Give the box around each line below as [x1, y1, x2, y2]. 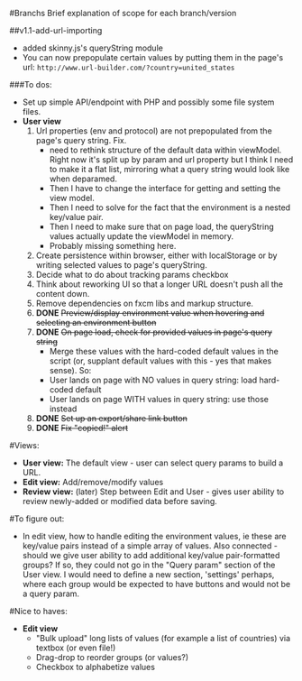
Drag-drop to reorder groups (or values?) [35, 652, 189, 662]
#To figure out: [9, 513, 65, 524]
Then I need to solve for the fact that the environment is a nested [49, 202, 291, 213]
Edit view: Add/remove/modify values [22, 477, 164, 487]
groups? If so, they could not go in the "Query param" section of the [22, 559, 276, 570]
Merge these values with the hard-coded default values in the [49, 346, 279, 356]
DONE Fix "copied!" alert [35, 423, 129, 433]
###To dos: [9, 79, 52, 89]
